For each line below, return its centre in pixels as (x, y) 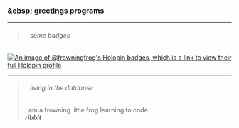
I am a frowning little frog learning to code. (87, 110)
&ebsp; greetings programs (56, 11)
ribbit (33, 117)
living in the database (62, 88)
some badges (50, 35)
